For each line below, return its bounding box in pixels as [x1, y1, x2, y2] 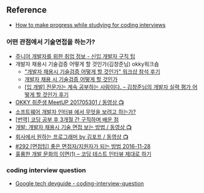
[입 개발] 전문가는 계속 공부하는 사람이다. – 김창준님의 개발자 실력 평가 [24, 83, 191, 91]
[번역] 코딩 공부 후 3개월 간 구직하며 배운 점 [15, 116, 119, 123]
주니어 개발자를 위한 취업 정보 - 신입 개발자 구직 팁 [15, 53, 136, 60]
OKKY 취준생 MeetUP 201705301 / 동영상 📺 [15, 99, 124, 106]
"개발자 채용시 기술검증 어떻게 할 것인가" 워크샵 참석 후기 [24, 68, 161, 75]
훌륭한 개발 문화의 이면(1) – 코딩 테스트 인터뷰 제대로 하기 [15, 150, 152, 158]
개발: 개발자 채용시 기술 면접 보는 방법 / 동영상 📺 [15, 124, 132, 131]
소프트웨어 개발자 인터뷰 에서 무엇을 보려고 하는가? [15, 108, 136, 116]
